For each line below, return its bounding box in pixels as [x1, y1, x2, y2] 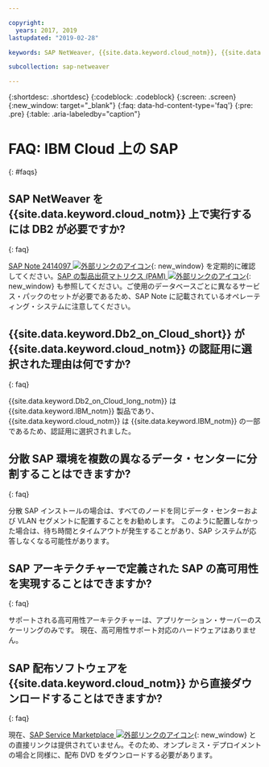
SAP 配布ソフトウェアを [8, 661, 128, 675]
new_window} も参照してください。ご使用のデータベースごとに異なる [8, 281, 239, 291]
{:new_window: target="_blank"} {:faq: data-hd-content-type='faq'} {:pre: [8, 101, 254, 110]
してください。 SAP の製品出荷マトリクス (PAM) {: [8, 271, 251, 280]
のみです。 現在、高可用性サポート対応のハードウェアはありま [43, 625, 250, 635]
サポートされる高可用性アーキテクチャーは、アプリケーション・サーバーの [8, 616, 255, 625]
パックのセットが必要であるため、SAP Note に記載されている [22, 291, 226, 301]
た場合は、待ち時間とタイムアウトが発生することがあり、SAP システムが [8, 525, 250, 536]
